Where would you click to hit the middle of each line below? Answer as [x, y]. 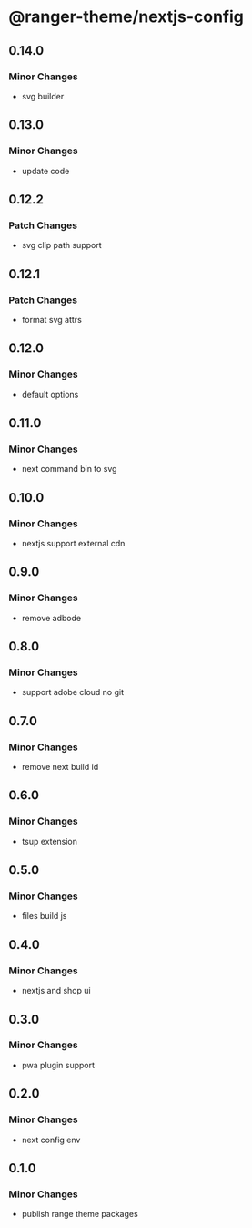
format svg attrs [52, 319]
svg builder [43, 96]
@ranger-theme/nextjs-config [126, 17]
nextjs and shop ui [56, 991]
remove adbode [51, 618]
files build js [44, 916]
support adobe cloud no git [73, 692]
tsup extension [50, 841]
